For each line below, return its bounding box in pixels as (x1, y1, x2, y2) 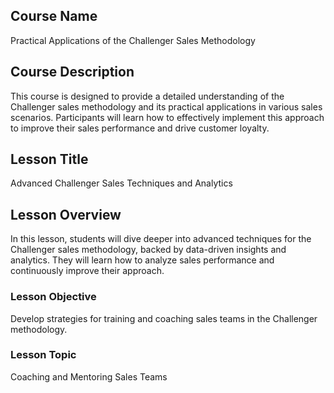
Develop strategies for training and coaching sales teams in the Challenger (10, 312, 318, 324)
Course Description (10, 64, 135, 81)
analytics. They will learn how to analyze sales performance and (10, 254, 275, 266)
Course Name (10, 8, 98, 25)
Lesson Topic (10, 348, 77, 362)
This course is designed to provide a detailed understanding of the (10, 90, 285, 102)
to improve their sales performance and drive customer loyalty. (10, 122, 270, 134)
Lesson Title (10, 151, 89, 168)
